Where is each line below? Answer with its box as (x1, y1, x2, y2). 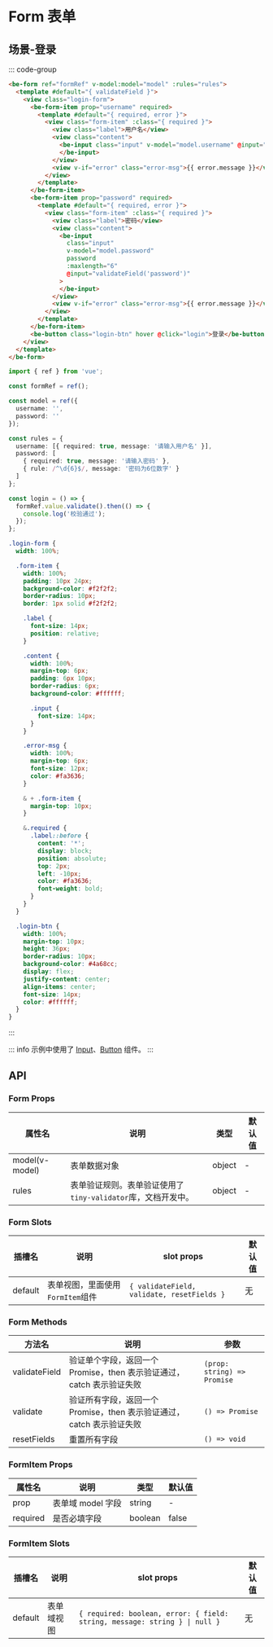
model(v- (12, 1154, 50, 1166)
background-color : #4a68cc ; (23, 960, 118, 968)
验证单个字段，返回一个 (68, 1355, 159, 1366)
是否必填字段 (52, 1513, 102, 1524)
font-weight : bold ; (37, 885, 104, 893)
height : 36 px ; (23, 945, 71, 953)
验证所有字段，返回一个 (68, 1394, 159, 1406)
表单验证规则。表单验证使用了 (70, 1179, 184, 1190)
